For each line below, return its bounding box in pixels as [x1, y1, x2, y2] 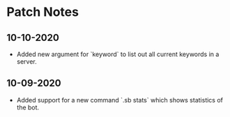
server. [16, 57, 38, 66]
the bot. [16, 103, 40, 111]
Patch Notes [6, 4, 79, 20]
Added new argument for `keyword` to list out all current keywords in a [16, 50, 220, 58]
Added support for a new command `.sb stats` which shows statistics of [16, 96, 224, 104]
